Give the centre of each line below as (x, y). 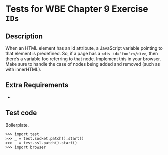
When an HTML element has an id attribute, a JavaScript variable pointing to (84, 48)
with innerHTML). (23, 69)
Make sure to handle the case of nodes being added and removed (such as (83, 64)
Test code (21, 113)
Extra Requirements (37, 85)
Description (24, 36)
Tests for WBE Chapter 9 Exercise (77, 9)
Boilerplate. (17, 125)
